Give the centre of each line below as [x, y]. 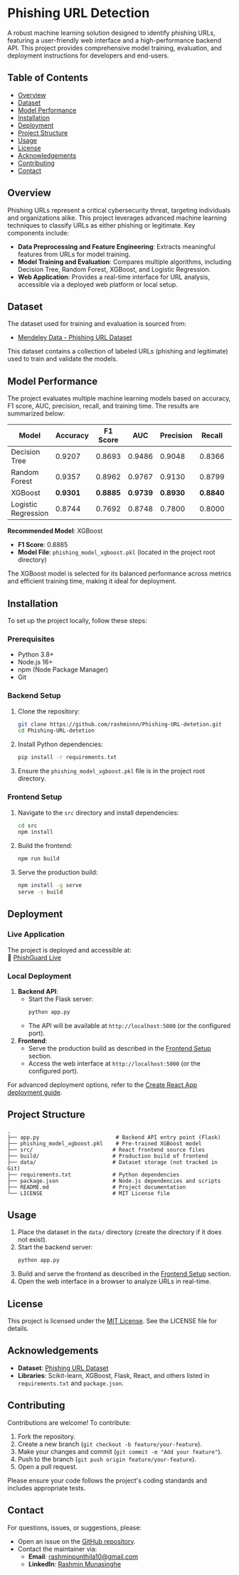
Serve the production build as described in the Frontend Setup [119, 1048]
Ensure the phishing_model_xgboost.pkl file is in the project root [111, 771]
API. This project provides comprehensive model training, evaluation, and [115, 48]
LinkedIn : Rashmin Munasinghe [75, 1564]
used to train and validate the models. [63, 359]
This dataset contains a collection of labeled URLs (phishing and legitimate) [118, 351]
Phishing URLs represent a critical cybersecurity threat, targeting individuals [119, 210]
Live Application [36, 935]
